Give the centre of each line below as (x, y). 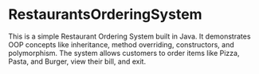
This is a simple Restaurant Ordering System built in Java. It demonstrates (129, 36)
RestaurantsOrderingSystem (105, 15)
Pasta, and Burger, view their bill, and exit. (77, 61)
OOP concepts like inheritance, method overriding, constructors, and (122, 44)
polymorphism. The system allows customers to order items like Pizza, (124, 53)
